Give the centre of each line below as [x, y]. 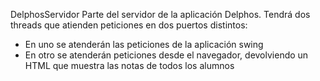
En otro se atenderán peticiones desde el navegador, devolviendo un [166, 55]
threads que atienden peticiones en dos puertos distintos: [129, 25]
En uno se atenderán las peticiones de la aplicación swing [144, 44]
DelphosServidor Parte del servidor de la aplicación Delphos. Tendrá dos [160, 14]
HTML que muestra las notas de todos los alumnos [129, 65]
